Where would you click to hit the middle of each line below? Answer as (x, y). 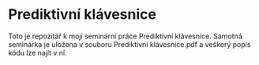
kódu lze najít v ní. (38, 52)
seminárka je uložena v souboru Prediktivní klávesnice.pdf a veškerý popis (129, 44)
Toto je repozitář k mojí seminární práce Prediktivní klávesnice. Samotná (125, 36)
